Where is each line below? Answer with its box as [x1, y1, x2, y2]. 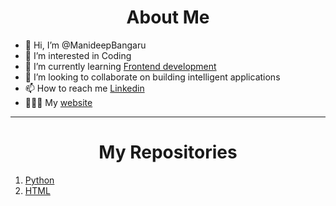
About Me [126, 6, 210, 29]
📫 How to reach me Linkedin [24, 82, 145, 94]
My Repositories [98, 141, 238, 164]
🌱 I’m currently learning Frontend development [24, 60, 217, 72]
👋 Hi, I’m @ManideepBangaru [24, 39, 147, 51]
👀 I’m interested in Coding [24, 49, 132, 61]
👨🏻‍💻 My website [24, 96, 93, 108]
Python [24, 174, 55, 186]
